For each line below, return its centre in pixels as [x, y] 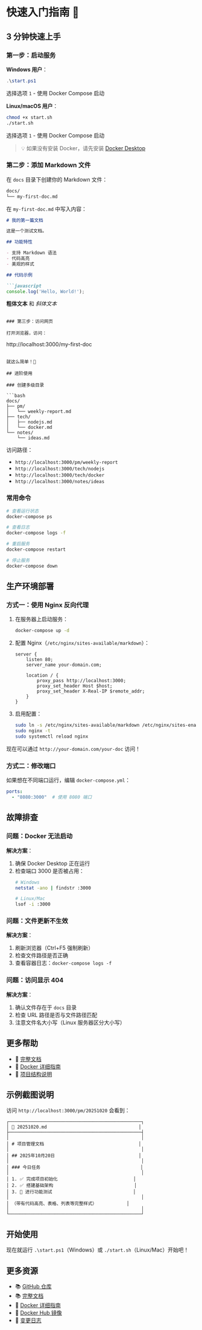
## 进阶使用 [20, 374]
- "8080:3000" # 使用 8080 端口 [52, 797]
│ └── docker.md [29, 428]
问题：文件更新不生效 [37, 921]
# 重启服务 [18, 544]
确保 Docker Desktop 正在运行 [52, 863]
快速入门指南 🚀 [43, 12]
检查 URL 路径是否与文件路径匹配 [56, 1015]
